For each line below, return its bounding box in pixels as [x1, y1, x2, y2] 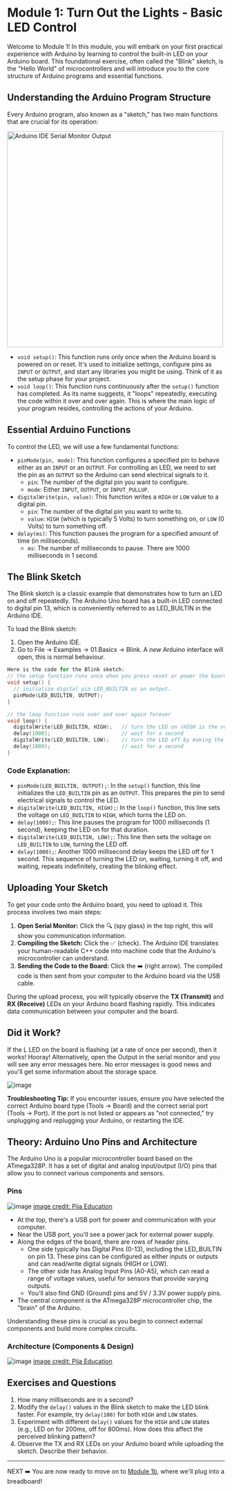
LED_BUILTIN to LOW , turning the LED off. [17, 840, 129, 849]
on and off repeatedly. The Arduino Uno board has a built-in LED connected [7, 597, 222, 605]
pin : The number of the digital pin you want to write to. [27, 507, 183, 515]
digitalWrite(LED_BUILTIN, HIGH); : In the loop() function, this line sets [17, 803, 221, 812]
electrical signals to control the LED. [17, 796, 120, 805]
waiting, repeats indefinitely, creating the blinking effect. [17, 862, 177, 871]
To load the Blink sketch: [7, 625, 77, 633]
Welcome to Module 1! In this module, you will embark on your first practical [7, 42, 223, 50]
